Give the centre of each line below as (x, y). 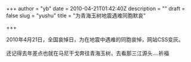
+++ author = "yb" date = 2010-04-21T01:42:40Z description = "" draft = (96, 9)
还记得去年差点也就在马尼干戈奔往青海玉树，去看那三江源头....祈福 (88, 53)
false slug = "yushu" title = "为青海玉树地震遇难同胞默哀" (76, 15)
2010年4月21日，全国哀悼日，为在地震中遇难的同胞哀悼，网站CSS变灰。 (95, 40)
